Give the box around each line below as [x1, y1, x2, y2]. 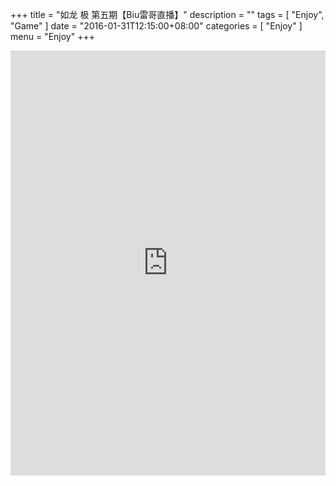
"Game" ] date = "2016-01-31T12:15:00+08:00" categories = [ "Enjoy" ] [10, 20, 303, 32]
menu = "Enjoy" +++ [10, 31, 95, 42]
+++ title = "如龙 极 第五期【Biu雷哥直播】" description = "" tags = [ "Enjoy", [10, 9, 325, 20]
